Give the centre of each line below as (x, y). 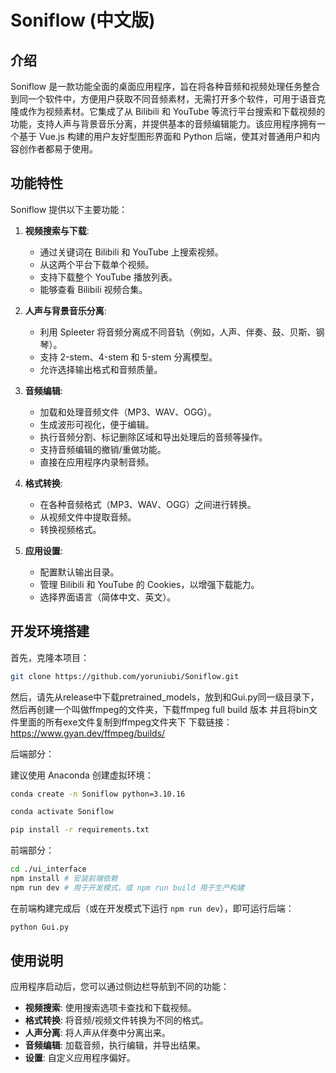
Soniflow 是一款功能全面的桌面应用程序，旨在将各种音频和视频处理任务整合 (165, 86)
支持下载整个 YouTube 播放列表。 (108, 277)
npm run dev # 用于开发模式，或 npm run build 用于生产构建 (127, 887)
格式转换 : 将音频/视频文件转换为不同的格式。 (116, 1020)
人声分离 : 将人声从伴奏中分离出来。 (97, 1033)
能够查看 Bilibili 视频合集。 (93, 289)
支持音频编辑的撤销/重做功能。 (103, 449)
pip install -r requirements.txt (80, 830)
